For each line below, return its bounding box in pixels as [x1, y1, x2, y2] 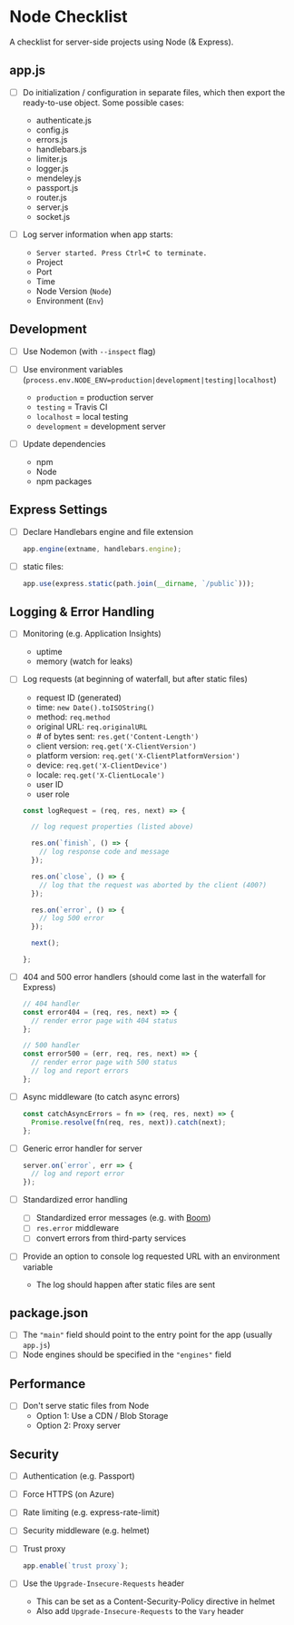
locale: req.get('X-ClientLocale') [35, 769, 165, 780]
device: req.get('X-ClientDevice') [35, 759, 168, 770]
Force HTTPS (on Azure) [22, 1489, 115, 1500]
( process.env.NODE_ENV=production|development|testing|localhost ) [22, 374, 277, 385]
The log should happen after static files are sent [35, 1279, 216, 1290]
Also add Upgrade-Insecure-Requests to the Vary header [35, 1606, 244, 1617]
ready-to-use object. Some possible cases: [22, 97, 184, 108]
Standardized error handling [22, 1194, 129, 1205]
